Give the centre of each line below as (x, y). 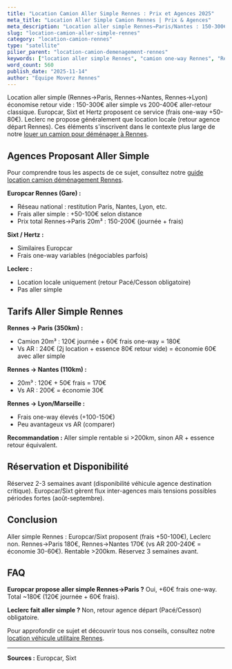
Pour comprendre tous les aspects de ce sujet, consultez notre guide (105, 173)
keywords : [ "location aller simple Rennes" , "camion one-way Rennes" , (111, 59)
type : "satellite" (33, 46)
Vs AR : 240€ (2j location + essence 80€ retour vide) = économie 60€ (117, 349)
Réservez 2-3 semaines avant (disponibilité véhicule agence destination (109, 483)
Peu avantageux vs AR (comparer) (66, 424)
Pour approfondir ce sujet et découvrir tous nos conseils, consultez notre (111, 631)
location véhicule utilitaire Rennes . (56, 638)
